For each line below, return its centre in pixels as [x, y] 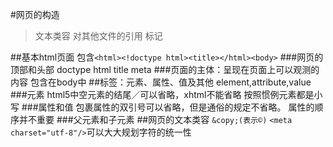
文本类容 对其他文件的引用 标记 [98, 36]
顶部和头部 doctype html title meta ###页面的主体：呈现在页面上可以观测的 [165, 69]
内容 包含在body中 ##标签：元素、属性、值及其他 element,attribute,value [161, 82]
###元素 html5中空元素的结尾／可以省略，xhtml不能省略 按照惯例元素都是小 [166, 94]
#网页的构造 [35, 14]
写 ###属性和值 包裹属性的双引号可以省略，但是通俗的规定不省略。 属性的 [162, 107]
